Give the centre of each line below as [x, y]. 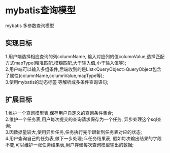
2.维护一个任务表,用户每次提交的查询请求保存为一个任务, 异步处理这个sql [81, 119]
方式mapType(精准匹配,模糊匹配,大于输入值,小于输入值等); [66, 63]
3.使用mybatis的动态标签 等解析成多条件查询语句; [57, 82]
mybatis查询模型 [41, 10]
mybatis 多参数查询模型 [30, 25]
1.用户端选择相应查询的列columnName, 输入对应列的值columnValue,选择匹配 [85, 56]
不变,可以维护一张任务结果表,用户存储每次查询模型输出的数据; [70, 145]
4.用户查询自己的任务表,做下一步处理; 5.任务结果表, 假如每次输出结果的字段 [83, 138]
